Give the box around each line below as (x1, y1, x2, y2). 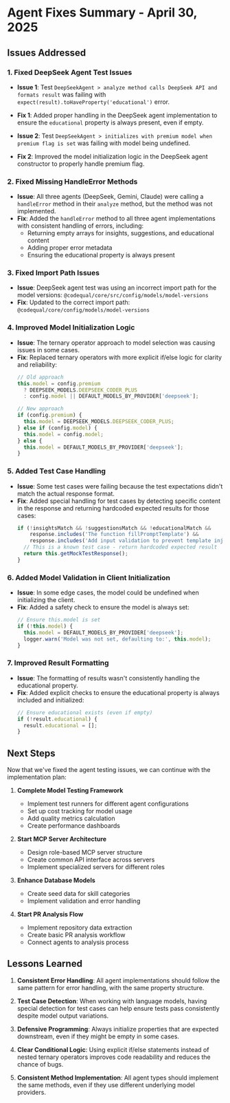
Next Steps (7, 747, 56, 759)
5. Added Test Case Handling (7, 467, 106, 476)
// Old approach (16, 374, 64, 381)
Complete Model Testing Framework (16, 786, 124, 795)
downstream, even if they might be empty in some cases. (16, 1032, 180, 1040)
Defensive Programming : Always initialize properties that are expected (16, 1025, 219, 1033)
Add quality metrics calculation (27, 814, 115, 823)
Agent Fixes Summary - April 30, (7, 5, 198, 21)
